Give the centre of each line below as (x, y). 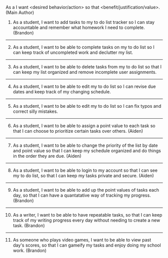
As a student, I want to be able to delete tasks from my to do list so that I (87, 67)
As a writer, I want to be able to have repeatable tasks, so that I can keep (87, 215)
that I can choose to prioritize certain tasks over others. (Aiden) (78, 131)
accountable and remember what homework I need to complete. (79, 27)
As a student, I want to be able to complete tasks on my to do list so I (84, 47)
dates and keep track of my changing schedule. (62, 92)
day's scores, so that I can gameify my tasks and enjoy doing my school (87, 245)
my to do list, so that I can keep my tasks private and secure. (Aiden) (83, 176)
